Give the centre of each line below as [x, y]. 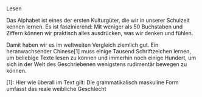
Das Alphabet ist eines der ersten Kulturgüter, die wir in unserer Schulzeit [98, 21]
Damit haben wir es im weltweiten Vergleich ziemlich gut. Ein [82, 45]
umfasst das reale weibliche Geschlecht [56, 89]
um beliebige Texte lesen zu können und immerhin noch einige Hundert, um [101, 58]
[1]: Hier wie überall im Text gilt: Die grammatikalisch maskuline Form [92, 82]
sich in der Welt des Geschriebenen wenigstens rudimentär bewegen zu [97, 64]
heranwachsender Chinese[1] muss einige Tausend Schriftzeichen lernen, [99, 52]
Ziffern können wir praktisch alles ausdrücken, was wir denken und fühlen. [100, 33]
